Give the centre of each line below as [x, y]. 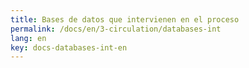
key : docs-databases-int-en [69, 47]
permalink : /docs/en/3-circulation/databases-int [116, 29]
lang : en [28, 38]
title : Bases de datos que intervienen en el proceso [125, 19]
